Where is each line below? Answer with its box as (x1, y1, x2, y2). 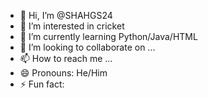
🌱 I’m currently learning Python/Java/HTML (19, 31, 198, 42)
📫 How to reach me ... (19, 53, 113, 64)
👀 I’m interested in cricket (19, 20, 125, 32)
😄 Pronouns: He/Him (19, 67, 108, 79)
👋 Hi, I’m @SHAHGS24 (19, 10, 113, 21)
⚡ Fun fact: (19, 78, 65, 90)
